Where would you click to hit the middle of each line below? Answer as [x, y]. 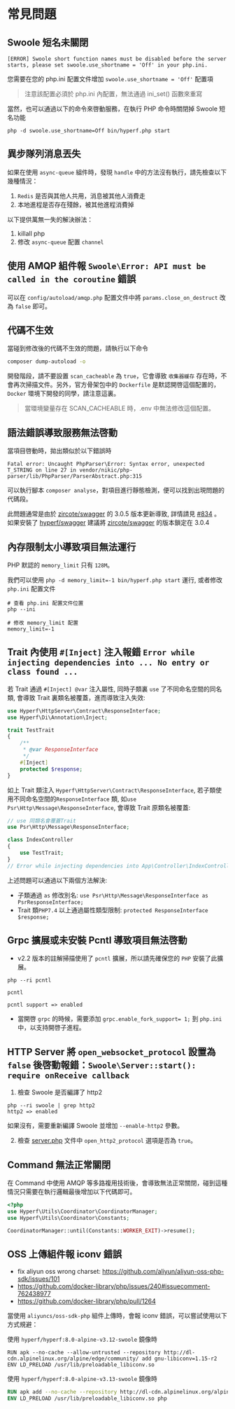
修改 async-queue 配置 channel [60, 242]
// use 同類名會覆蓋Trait [42, 820]
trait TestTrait [31, 730]
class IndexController [40, 840]
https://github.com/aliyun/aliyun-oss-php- [163, 1272]
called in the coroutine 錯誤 [72, 279]
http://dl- [179, 1353]
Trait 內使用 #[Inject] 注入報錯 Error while [101, 652]
